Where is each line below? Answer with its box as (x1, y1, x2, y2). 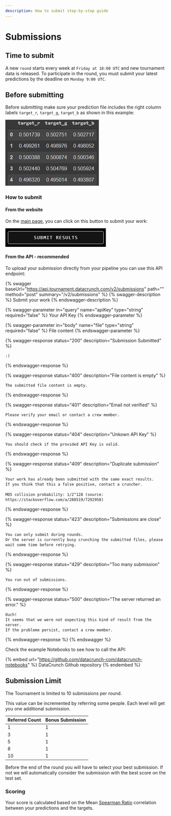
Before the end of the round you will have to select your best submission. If (5, 764, 163, 770)
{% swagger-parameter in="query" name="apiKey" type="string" (5, 306, 143, 312)
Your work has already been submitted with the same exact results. (5, 476, 154, 482)
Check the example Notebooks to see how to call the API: (5, 646, 126, 653)
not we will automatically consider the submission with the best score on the (5, 769, 166, 776)
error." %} (5, 601, 27, 608)
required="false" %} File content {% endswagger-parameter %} (5, 327, 140, 333)
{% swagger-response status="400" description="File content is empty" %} (5, 372, 166, 379)
